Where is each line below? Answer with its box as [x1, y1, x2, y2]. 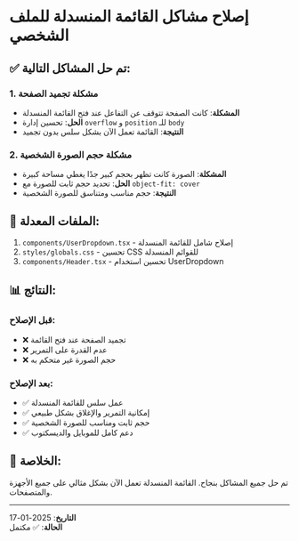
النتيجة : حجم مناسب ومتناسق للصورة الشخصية [21, 188, 176, 198]
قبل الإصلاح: [9, 314, 56, 327]
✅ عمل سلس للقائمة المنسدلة [21, 397, 124, 408]
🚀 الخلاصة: [9, 454, 62, 469]
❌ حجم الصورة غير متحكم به [21, 354, 117, 365]
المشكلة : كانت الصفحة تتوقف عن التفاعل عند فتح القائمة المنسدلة [21, 107, 240, 117]
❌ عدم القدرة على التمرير [21, 344, 108, 355]
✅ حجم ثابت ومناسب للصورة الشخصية [21, 416, 150, 428]
